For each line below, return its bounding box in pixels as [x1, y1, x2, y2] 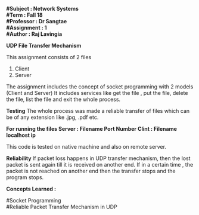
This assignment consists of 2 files [6, 54, 92, 60]
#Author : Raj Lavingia [6, 30, 63, 38]
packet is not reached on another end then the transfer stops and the [6, 167, 176, 174]
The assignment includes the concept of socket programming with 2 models [6, 83, 194, 90]
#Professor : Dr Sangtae [6, 18, 67, 24]
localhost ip [6, 131, 36, 139]
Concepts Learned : [6, 185, 57, 192]
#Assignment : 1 [6, 24, 47, 31]
